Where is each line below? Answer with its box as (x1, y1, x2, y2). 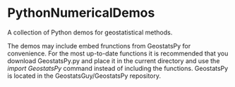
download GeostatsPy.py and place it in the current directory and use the (7, 56, 220, 65)
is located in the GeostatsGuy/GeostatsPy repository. (7, 72, 161, 80)
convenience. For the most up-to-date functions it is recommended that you (7, 49, 229, 58)
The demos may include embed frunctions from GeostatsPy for (7, 41, 191, 50)
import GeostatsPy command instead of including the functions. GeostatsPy (7, 64, 229, 72)
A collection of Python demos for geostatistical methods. (7, 28, 173, 36)
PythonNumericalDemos (7, 5, 155, 21)
